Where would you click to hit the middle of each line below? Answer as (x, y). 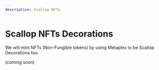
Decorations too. (22, 52)
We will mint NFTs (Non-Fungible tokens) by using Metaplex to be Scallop (80, 47)
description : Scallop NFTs (33, 10)
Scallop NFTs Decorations (59, 34)
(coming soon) (20, 62)
